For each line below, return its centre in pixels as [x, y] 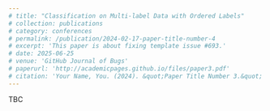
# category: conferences [50, 31]
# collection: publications [56, 23]
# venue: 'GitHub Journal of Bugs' [69, 62]
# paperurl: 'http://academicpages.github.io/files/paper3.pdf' [119, 69]
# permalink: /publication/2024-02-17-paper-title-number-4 [112, 38]
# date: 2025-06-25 [41, 53]
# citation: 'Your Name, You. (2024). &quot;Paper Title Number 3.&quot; [136, 76]
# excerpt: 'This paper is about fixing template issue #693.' [118, 46]
